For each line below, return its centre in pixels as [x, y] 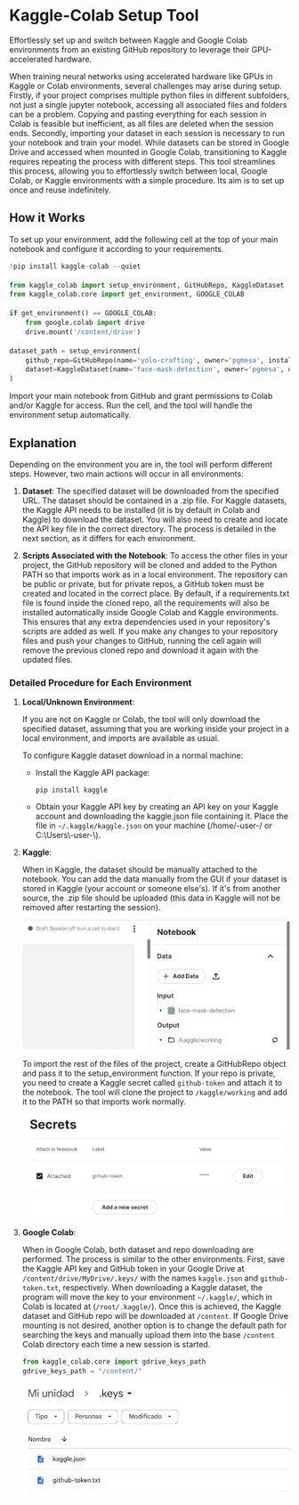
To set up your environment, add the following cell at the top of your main [144, 239]
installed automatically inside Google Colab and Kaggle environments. [150, 612]
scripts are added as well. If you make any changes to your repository [150, 631]
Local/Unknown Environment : [78, 702]
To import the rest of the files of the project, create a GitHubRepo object [154, 1063]
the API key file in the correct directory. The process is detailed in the [149, 529]
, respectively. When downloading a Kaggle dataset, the [161, 1288]
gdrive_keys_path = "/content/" [82, 1371]
